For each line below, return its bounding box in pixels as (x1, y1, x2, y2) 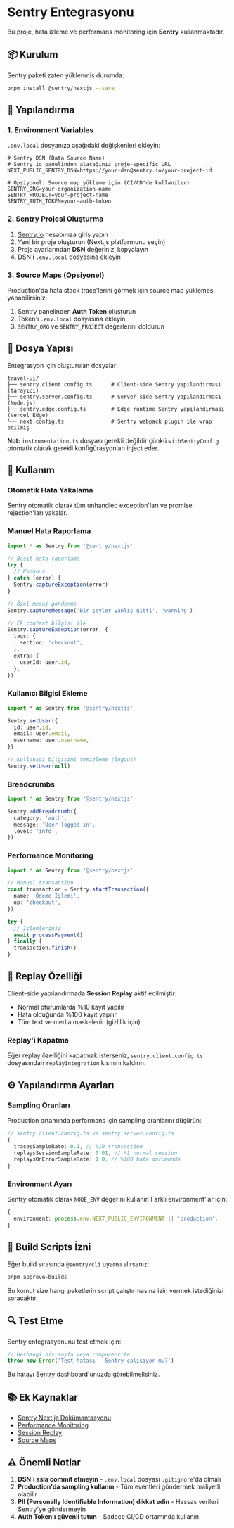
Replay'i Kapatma (7, 1035, 69, 1045)
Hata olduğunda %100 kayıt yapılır (17, 1010, 117, 1019)
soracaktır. (7, 1294, 38, 1302)
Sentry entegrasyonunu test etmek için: (7, 1337, 122, 1346)
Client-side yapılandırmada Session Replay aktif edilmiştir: (7, 989, 177, 998)
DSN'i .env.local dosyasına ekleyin (17, 253, 122, 261)
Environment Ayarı (7, 1179, 72, 1189)
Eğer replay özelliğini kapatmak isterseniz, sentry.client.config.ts (7, 1051, 204, 1059)
